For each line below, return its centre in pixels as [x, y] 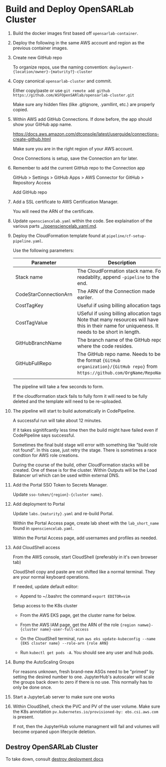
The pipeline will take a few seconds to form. [58, 386]
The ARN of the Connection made [116, 291]
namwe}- [146, 625]
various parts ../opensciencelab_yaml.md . [55, 226]
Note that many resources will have [118, 319]
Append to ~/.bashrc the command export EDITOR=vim [75, 596]
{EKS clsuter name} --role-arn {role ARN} [64, 643]
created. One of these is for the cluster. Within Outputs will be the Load [85, 470]
